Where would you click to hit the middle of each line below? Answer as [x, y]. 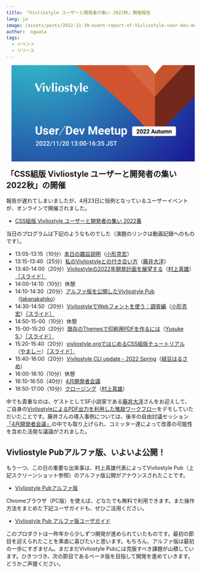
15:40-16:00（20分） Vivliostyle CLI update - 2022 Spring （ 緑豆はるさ [101, 359]
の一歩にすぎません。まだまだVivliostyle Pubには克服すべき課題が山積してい [100, 549]
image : [14, 25]
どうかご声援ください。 [35, 564]
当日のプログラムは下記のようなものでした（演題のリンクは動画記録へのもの [100, 234]
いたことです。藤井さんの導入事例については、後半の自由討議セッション [100, 417]
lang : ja [17, 19]
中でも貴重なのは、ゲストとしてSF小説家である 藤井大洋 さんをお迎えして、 [98, 402]
